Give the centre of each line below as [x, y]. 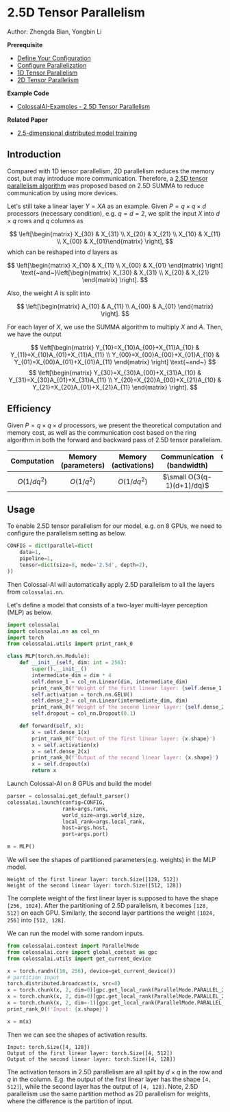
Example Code [28, 93]
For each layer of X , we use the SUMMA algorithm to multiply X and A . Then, [115, 327]
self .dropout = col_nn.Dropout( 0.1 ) [84, 713]
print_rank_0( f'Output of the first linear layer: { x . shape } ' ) [124, 738]
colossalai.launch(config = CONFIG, [56, 803]
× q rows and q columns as [45, 220]
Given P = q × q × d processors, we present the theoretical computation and [115, 425]
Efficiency [29, 409]
